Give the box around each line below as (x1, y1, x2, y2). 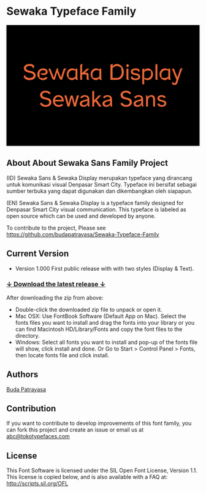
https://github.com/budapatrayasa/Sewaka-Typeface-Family (6, 230, 159, 238)
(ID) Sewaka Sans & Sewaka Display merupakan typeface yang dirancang (6, 174, 193, 182)
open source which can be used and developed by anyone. (6, 212, 156, 219)
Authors (6, 370, 39, 380)
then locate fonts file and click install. (15, 351, 110, 359)
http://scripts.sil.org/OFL (6, 480, 69, 487)
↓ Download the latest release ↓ (6, 280, 106, 289)
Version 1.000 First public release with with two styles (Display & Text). (15, 265, 194, 272)
